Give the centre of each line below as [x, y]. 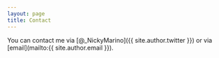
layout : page [26, 14]
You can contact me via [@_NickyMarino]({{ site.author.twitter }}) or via [110, 40]
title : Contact [29, 20]
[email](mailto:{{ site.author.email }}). [60, 48]
